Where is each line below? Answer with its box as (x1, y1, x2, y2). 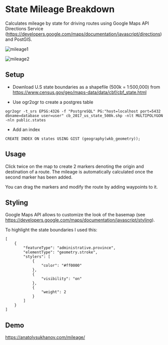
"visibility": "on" (41, 276, 82, 281)
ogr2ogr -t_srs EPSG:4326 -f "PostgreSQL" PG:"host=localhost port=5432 (5, 108, 161, 114)
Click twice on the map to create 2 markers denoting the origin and (5, 163, 144, 169)
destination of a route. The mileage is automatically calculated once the (5, 168, 153, 175)
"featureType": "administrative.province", (23, 246, 116, 251)
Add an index (12, 126, 40, 132)
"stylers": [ (23, 254, 51, 259)
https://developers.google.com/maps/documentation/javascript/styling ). (5, 217, 155, 223)
